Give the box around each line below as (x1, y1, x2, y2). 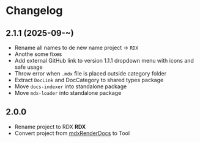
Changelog (6, 4, 63, 18)
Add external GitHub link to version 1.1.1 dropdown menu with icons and (14, 57, 194, 64)
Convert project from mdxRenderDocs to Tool (14, 129, 130, 137)
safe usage (14, 63, 43, 71)
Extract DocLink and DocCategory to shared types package (14, 77, 164, 83)
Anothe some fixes (14, 51, 62, 58)
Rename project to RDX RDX (14, 123, 86, 130)
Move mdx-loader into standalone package (14, 89, 122, 96)
